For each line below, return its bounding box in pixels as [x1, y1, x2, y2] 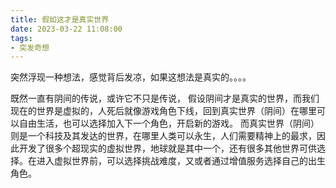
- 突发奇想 [10, 42, 50, 53]
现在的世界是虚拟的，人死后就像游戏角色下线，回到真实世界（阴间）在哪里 [10, 105, 317, 117]
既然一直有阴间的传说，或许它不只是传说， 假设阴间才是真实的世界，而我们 [10, 92, 320, 105]
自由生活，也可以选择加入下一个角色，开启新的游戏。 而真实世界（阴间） [18, 117, 320, 130]
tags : [10, 33, 33, 43]
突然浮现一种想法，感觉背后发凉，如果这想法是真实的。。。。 [10, 71, 252, 83]
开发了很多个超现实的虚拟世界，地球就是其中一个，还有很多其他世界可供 [18, 142, 317, 155]
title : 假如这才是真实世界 [10, 14, 110, 25]
